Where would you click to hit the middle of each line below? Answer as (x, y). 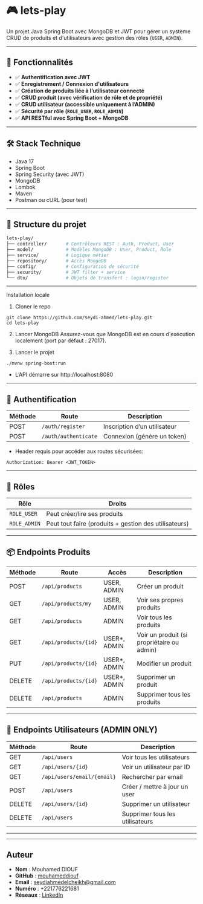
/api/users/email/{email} (79, 777)
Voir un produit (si (162, 634)
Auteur (20, 855)
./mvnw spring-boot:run (36, 363)
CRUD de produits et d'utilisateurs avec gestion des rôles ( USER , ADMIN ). (95, 37)
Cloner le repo (33, 307)
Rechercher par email (152, 776)
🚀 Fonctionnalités (40, 63)
